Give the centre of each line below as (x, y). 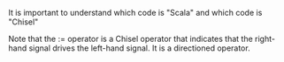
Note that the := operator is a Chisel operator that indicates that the (130, 39)
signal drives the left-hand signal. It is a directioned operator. (139, 48)
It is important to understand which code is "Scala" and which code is (135, 13)
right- (265, 39)
